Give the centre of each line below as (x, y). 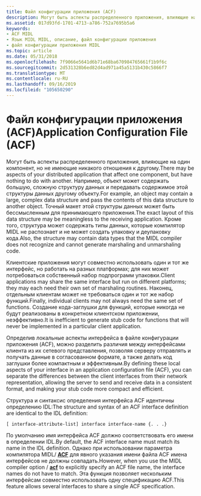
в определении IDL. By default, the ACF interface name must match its (93, 441)
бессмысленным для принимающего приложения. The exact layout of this (100, 212)
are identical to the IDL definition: (47, 413)
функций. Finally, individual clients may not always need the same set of (95, 300)
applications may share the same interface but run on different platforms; (96, 281)
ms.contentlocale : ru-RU (37, 79)
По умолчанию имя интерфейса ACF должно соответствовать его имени (100, 435)
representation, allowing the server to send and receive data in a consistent (99, 382)
